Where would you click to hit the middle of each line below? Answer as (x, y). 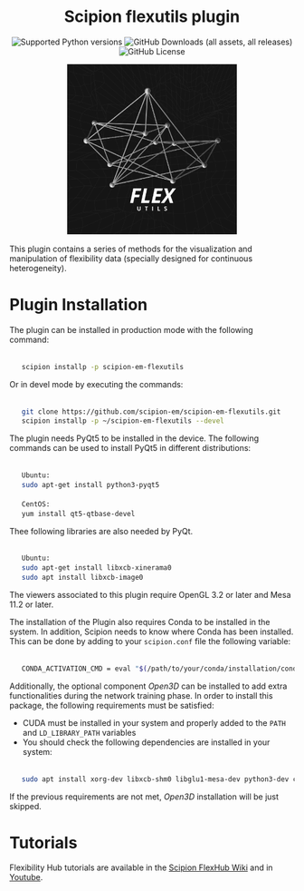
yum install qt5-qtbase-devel (78, 514)
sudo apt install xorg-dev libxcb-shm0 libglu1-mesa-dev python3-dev (155, 779)
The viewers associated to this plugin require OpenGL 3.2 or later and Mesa (150, 595)
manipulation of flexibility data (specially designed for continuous (131, 258)
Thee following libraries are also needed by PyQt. (101, 531)
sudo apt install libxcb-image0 (82, 578)
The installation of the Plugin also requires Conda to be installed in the (140, 622)
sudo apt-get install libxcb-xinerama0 (96, 568)
